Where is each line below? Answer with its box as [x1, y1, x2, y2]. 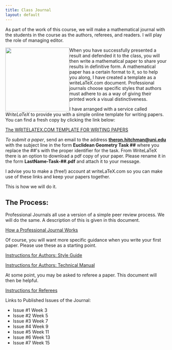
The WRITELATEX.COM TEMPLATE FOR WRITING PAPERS [5, 126, 128, 133]
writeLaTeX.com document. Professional [69, 80, 155, 86]
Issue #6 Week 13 [12, 334, 50, 340]
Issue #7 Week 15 [12, 340, 50, 346]
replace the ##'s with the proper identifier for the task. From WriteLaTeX [5, 147, 157, 153]
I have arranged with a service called [69, 106, 147, 112]
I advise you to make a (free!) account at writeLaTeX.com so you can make [5, 168, 163, 174]
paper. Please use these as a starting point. [5, 242, 97, 248]
